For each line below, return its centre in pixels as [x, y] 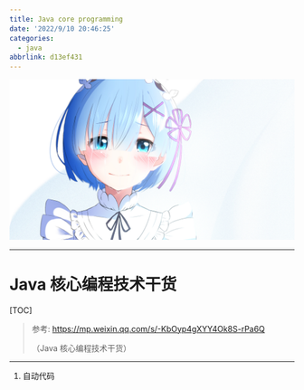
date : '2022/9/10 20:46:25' [62, 29]
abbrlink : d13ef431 [46, 57]
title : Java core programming [66, 19]
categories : [32, 38]
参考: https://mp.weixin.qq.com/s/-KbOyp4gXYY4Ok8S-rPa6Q [148, 328]
